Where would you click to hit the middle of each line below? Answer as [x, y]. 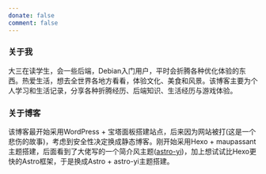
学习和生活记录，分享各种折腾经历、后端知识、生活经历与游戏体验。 [126, 90]
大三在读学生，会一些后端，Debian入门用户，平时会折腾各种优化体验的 [124, 70]
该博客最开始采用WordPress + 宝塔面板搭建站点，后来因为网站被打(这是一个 [132, 132]
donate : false [32, 15]
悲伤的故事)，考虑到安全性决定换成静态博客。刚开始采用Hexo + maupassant [132, 142]
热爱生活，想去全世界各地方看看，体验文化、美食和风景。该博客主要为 [136, 81]
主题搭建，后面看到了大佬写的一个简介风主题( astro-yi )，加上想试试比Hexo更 [133, 152]
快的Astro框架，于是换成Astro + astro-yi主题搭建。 [91, 161]
